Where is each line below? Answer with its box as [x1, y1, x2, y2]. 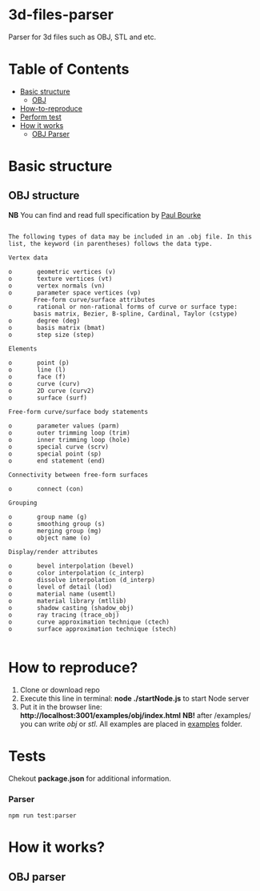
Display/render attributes [8, 548, 98, 556]
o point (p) [8, 359, 70, 367]
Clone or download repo [19, 684, 100, 694]
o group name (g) [8, 512, 88, 521]
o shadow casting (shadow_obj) [8, 604, 134, 612]
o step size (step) [8, 331, 94, 339]
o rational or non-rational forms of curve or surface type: [8, 303, 238, 311]
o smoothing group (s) [8, 520, 106, 528]
